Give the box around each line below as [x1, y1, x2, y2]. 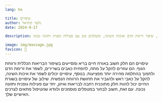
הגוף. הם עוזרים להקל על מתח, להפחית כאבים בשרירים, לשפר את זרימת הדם [5, 65, 146, 71]
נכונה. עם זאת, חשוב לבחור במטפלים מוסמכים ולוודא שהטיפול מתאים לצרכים [5, 86, 146, 92]
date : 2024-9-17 [5, 25, 38, 30]
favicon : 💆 [5, 47, 27, 52]
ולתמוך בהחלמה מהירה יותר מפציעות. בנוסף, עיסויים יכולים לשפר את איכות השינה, [5, 70, 155, 76]
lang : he [5, 7, 23, 12]
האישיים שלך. [5, 91, 30, 97]
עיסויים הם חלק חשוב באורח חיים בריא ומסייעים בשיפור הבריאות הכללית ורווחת [5, 60, 148, 66]
